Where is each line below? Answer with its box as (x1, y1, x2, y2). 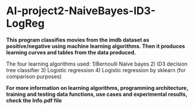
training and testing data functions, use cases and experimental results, (6, 90, 187, 98)
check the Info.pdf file (6, 96, 62, 104)
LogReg (6, 17, 45, 30)
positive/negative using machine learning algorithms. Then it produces (6, 43, 185, 50)
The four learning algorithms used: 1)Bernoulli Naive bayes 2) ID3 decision (6, 60, 188, 67)
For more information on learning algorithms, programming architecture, (6, 84, 189, 91)
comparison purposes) (6, 73, 62, 80)
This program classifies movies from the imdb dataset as (6, 36, 150, 43)
